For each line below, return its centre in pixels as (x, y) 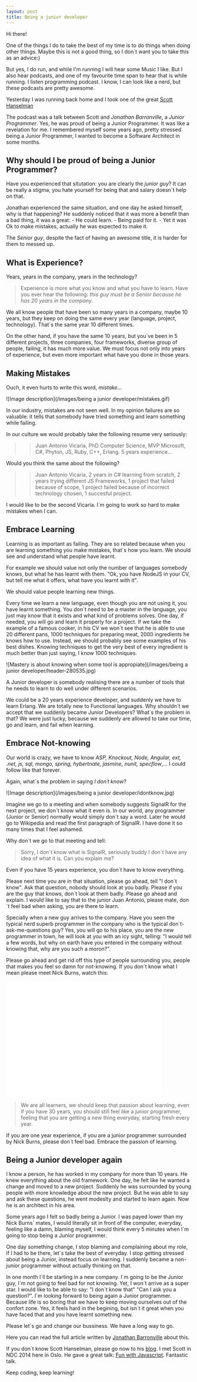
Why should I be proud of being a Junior (81, 160)
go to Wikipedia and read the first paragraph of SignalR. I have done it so (94, 823)
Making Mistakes (38, 373)
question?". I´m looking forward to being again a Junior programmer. (89, 1296)
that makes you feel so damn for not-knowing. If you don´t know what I (92, 966)
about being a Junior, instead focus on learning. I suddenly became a (90, 1260)
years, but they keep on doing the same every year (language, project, (91, 318)
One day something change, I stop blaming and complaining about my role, (97, 1247)
